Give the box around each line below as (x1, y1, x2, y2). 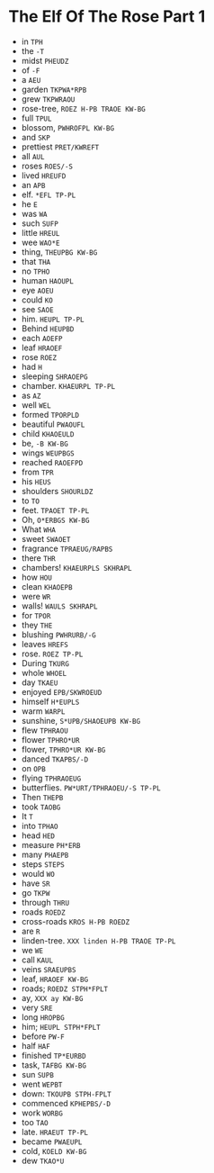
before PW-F (21, 1031, 65, 1042)
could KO (21, 294, 53, 305)
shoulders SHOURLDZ (21, 485, 94, 496)
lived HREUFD (21, 169, 67, 181)
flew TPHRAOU (21, 725, 68, 735)
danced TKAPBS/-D (21, 753, 89, 764)
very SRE (21, 1002, 53, 1013)
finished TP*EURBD (21, 1050, 86, 1060)
